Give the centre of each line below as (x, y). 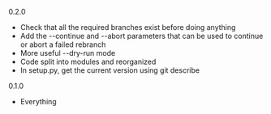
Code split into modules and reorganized (88, 61)
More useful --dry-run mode (68, 53)
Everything (38, 101)
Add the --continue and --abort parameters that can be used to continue (142, 36)
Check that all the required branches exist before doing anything (128, 27)
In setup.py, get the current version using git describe (110, 70)
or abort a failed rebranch (63, 44)
